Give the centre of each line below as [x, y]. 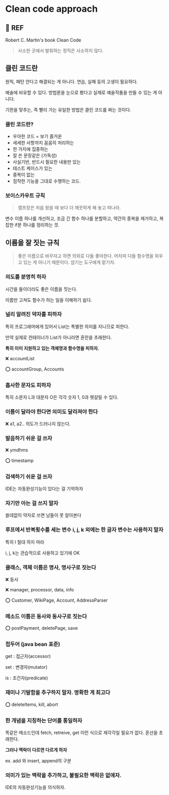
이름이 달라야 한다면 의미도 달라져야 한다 [52, 412]
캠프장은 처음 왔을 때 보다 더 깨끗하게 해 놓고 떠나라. [69, 208]
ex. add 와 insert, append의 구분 [38, 761]
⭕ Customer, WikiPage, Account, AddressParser [57, 600]
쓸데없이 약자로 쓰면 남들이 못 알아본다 [43, 515]
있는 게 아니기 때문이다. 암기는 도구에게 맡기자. [69, 262]
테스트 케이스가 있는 [32, 168]
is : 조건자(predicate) [27, 678]
